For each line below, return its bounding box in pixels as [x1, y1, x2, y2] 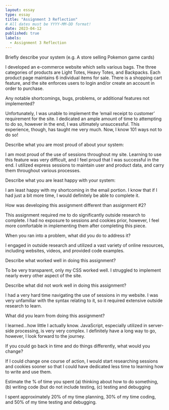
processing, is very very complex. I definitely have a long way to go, [15, 328, 156, 334]
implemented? [5, 100, 35, 107]
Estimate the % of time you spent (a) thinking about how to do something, [5, 378, 158, 384]
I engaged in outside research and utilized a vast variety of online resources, [5, 242, 164, 248]
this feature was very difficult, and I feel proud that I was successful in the [5, 157, 159, 163]
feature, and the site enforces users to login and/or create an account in [5, 80, 155, 86]
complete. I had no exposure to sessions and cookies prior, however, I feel [5, 217, 160, 223]
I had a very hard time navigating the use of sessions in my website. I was [5, 292, 158, 298]
